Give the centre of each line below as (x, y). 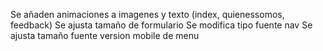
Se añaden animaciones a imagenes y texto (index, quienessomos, (147, 14)
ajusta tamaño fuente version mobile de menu (105, 35)
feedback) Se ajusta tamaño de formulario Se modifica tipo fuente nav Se (161, 25)
